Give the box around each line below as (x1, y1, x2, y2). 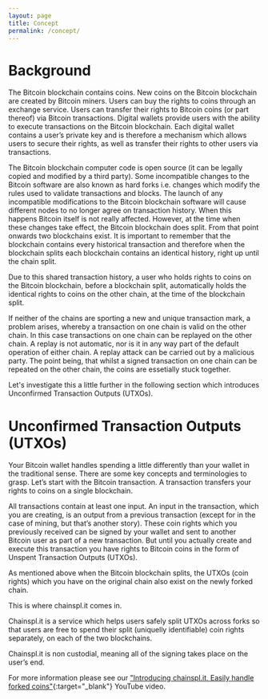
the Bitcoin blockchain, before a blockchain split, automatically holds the (8, 281, 246, 291)
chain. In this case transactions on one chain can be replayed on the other (8, 331, 253, 340)
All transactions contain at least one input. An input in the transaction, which (8, 502, 259, 511)
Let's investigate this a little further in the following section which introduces (8, 380, 260, 390)
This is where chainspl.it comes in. (8, 601, 122, 611)
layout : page (8, 11, 52, 20)
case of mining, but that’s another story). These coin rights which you (8, 518, 238, 528)
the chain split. (8, 257, 58, 266)
